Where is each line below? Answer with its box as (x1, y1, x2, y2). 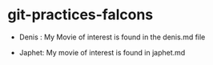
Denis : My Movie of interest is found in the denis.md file (18, 32, 206, 42)
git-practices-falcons (7, 6, 154, 24)
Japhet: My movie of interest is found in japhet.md (18, 47, 186, 57)
